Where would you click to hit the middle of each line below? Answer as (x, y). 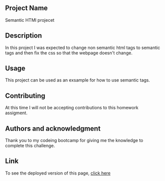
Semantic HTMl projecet (30, 20)
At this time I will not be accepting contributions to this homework (72, 108)
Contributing (25, 96)
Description (23, 36)
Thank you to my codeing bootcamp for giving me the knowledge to (74, 140)
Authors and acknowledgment (53, 128)
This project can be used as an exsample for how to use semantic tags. (78, 80)
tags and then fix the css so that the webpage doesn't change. (69, 53)
